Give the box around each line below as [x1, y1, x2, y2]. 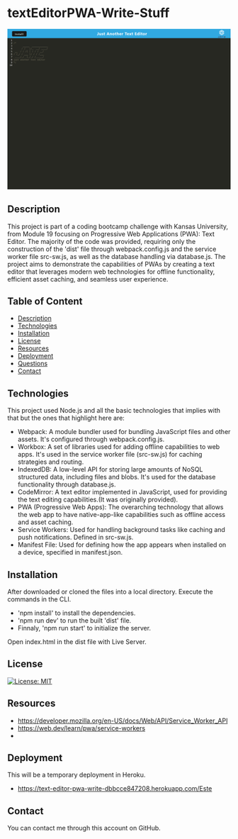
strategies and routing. [17, 457, 84, 466]
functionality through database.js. [17, 480, 116, 489]
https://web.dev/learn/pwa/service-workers [17, 723, 146, 732]
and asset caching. [17, 518, 74, 526]
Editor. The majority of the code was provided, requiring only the [7, 237, 196, 245]
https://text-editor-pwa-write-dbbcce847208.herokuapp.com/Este [17, 784, 212, 793]
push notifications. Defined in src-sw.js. [17, 533, 134, 542]
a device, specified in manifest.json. [17, 548, 123, 557]
